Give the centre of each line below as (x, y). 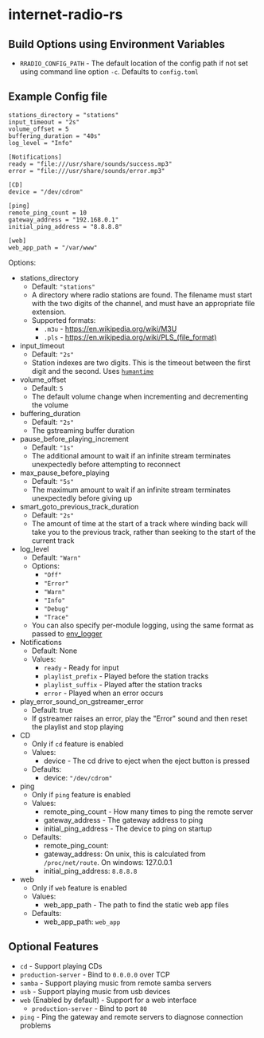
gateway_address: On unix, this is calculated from (125, 854)
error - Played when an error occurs (103, 693)
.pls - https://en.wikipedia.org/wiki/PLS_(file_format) (130, 337)
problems (35, 1025)
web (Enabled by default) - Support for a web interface (108, 1000)
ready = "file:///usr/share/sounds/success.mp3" (90, 164)
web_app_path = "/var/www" (53, 248)
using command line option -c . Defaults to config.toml (109, 72)
